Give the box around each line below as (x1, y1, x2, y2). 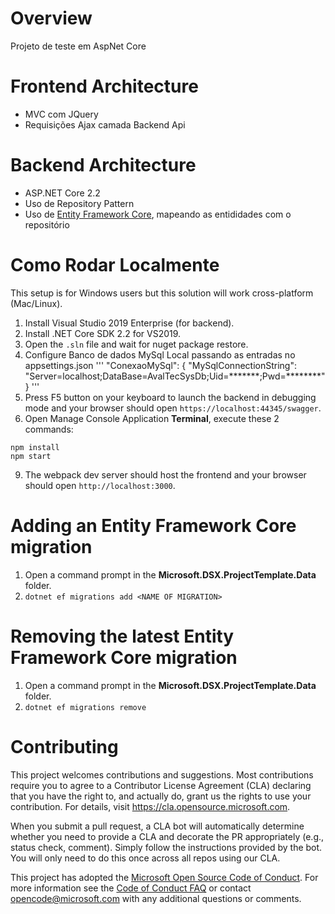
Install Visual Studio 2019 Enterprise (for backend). (24, 317, 235, 329)
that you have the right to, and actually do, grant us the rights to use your (10, 790, 312, 802)
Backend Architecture (10, 154, 197, 177)
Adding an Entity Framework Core (10, 514, 297, 537)
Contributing (10, 735, 119, 758)
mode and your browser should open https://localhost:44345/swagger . (24, 402, 322, 414)
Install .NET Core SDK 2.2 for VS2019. (24, 327, 182, 339)
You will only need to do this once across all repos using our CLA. (10, 852, 281, 864)
